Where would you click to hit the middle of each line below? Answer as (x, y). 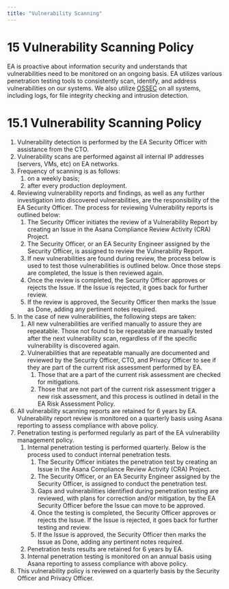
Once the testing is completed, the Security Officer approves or (127, 512)
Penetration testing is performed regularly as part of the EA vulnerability (118, 432)
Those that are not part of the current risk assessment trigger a (126, 389)
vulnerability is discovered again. (73, 345)
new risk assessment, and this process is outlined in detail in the (128, 396)
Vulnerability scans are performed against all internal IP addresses (110, 156)
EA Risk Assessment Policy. (76, 404)
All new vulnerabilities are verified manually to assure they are (114, 324)
